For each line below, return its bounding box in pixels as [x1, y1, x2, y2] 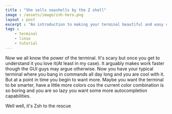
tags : [5, 27, 19, 32]
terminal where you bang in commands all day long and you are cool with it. [5, 71, 165, 77]
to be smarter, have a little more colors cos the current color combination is [5, 82, 164, 88]
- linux [14, 36, 31, 41]
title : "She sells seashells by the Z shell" [5, 7, 106, 13]
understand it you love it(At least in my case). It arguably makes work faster [5, 60, 165, 66]
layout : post [5, 17, 36, 22]
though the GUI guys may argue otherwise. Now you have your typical [5, 65, 154, 72]
